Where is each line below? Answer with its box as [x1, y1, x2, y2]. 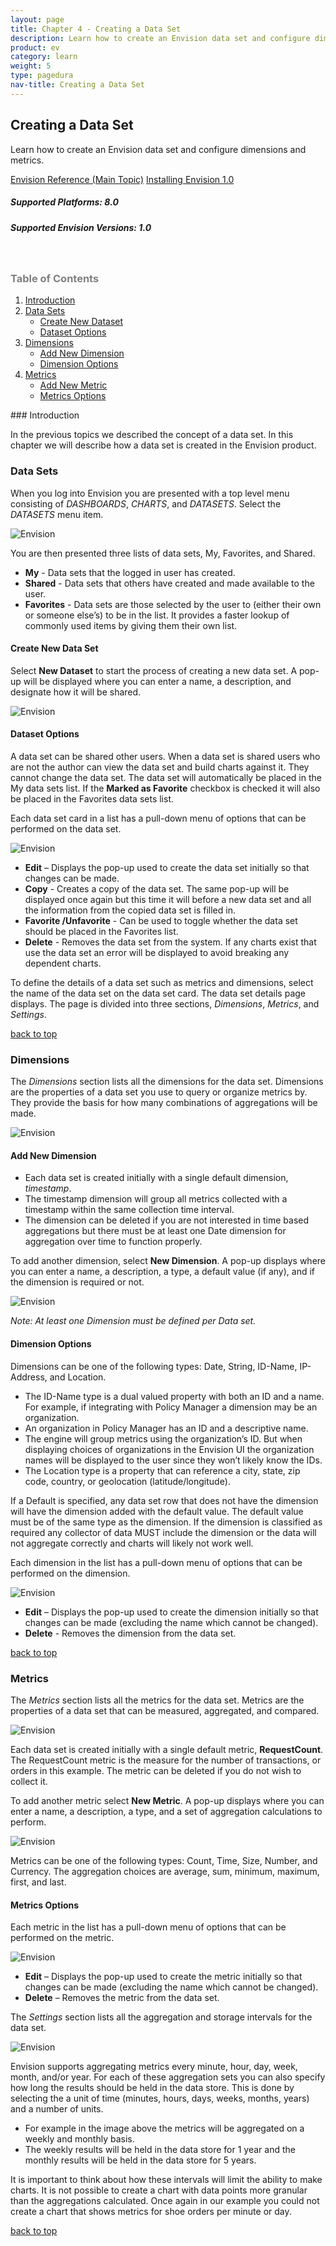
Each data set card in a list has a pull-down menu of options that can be [10, 812, 307, 824]
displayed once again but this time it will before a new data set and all [24, 893, 312, 905]
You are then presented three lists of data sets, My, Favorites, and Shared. [10, 547, 316, 559]
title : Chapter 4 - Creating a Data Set [10, 24, 182, 34]
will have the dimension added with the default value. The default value [10, 1505, 304, 1517]
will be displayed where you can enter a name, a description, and [23, 675, 292, 687]
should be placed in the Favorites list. [24, 925, 179, 937]
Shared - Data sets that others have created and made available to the [24, 577, 315, 589]
